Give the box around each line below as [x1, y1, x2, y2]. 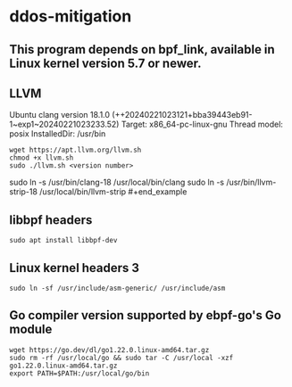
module [9, 322, 53, 337]
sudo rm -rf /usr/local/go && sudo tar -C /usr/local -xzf [9, 353, 234, 362]
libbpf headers [9, 212, 93, 227]
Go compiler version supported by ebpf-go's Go [9, 308, 281, 323]
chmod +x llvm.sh [9, 153, 74, 162]
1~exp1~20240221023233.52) [9, 119, 120, 130]
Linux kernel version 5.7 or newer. [9, 55, 202, 70]
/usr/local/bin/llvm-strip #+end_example [39, 186, 188, 197]
